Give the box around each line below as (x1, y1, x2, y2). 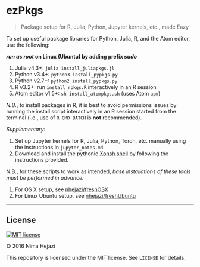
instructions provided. (14, 156, 69, 163)
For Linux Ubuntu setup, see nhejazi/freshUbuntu (14, 192, 136, 199)
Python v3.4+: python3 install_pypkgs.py (14, 70, 118, 78)
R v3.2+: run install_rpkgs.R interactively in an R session (14, 83, 157, 90)
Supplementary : (6, 125, 46, 133)
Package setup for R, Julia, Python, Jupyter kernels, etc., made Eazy (20, 23, 189, 30)
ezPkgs (6, 4, 43, 17)
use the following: (6, 41, 50, 48)
